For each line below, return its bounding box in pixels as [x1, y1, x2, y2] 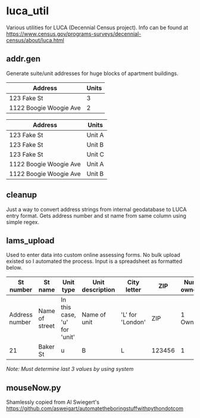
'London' [121, 318, 146, 326]
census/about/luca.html [6, 36, 64, 44]
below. [6, 264, 23, 271]
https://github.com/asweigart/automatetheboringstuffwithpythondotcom [6, 405, 183, 412]
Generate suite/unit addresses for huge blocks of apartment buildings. [6, 70, 179, 77]
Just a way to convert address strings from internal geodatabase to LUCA [6, 206, 187, 213]
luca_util [6, 4, 49, 18]
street [38, 322, 55, 330]
